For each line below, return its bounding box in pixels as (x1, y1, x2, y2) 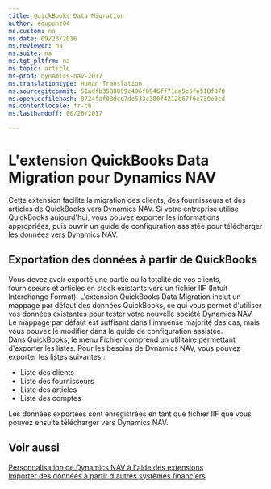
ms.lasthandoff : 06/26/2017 (8, 110, 103, 118)
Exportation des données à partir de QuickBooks (8, 253, 258, 267)
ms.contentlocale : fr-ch (8, 102, 92, 110)
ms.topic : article (8, 65, 70, 73)
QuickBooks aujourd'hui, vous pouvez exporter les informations (8, 212, 220, 222)
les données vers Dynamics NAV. (8, 230, 119, 239)
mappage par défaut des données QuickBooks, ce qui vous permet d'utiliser (8, 300, 262, 310)
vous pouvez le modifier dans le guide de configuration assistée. (8, 326, 223, 335)
